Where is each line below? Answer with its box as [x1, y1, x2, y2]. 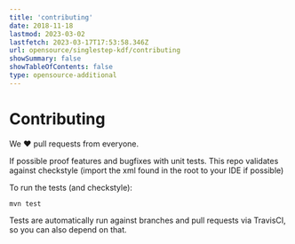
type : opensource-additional [9, 71, 117, 80]
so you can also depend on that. [9, 224, 127, 235]
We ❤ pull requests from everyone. [9, 138, 140, 149]
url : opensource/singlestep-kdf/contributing [9, 46, 180, 55]
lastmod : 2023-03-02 [9, 29, 86, 38]
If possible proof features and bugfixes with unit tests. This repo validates [9, 155, 279, 166]
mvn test [9, 199, 42, 209]
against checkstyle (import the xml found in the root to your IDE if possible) [9, 165, 284, 176]
